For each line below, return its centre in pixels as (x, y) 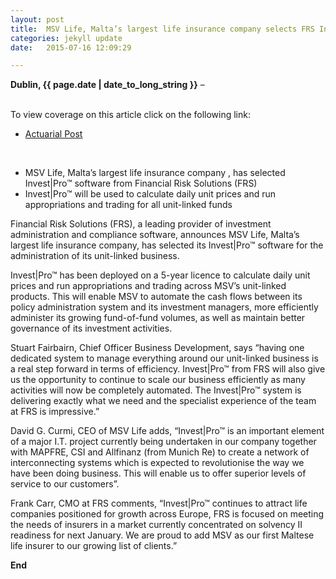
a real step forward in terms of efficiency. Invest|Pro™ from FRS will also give (168, 369)
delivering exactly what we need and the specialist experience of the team (163, 401)
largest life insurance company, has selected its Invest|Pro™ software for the (167, 245)
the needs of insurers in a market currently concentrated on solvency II (156, 525)
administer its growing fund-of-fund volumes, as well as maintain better (158, 318)
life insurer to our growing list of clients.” (94, 546)
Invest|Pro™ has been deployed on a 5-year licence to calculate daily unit (160, 275)
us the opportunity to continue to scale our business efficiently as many (158, 380)
